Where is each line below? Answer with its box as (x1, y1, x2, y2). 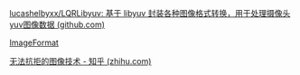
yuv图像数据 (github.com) (9, 19, 106, 30)
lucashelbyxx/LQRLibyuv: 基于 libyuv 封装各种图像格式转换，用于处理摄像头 (9, 8, 291, 18)
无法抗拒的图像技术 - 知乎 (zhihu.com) (9, 56, 152, 66)
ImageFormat (9, 37, 59, 48)
